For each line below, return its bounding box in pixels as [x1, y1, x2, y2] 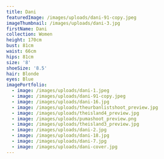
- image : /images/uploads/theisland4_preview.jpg [11, 110, 139, 116]
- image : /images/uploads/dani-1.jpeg [11, 88, 110, 94]
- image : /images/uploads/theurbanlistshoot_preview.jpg [11, 104, 159, 111]
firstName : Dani [6, 25, 47, 32]
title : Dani [6, 8, 36, 15]
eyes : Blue [6, 76, 34, 82]
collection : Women [6, 31, 53, 37]
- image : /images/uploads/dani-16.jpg [11, 99, 110, 105]
